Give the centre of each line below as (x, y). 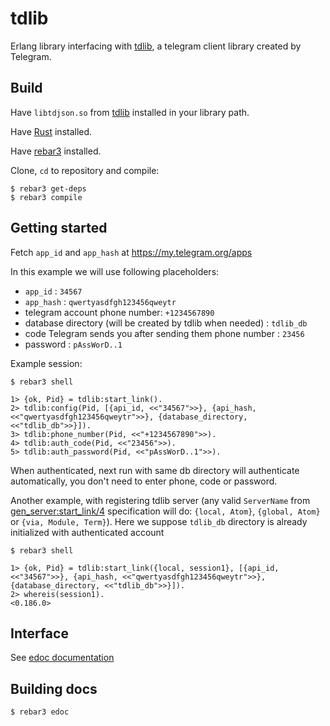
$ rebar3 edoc (40, 712)
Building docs (54, 688)
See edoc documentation (62, 658)
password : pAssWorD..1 (73, 344)
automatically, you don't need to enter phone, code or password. (144, 481)
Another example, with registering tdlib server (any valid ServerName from (160, 500)
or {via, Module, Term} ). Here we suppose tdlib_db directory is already (159, 521)
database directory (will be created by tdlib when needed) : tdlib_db (166, 323)
